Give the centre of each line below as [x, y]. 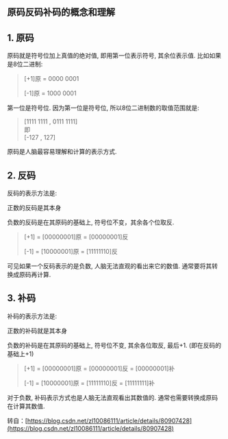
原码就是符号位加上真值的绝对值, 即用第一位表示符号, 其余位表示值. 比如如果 [114, 56]
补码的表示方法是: [32, 316]
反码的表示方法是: [32, 193]
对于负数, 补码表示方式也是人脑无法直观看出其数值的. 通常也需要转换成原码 [112, 397]
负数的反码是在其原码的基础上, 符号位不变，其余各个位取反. [91, 222]
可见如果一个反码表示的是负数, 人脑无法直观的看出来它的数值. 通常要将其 [110, 266]
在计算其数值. [26, 406]
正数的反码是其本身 [34, 208]
